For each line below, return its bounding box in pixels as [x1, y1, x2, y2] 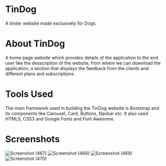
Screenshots [5, 134, 60, 145]
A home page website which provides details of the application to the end [5, 54, 158, 61]
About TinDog [5, 38, 65, 49]
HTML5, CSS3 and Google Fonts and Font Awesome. [5, 116, 115, 122]
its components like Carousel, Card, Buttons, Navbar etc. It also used [5, 110, 148, 117]
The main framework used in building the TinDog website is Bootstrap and [5, 105, 160, 111]
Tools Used [5, 88, 53, 100]
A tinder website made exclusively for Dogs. [5, 20, 97, 26]
